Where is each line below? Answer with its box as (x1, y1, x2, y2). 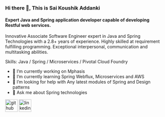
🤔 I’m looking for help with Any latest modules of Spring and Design (12, 79, 151, 85)
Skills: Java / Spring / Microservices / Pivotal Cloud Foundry (5, 59, 128, 65)
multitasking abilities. (5, 49, 49, 55)
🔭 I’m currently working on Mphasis (12, 68, 85, 74)
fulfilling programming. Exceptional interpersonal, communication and (5, 44, 148, 50)
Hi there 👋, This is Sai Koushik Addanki (5, 4, 100, 11)
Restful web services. (5, 22, 51, 28)
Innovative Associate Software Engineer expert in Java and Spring (5, 33, 141, 39)
